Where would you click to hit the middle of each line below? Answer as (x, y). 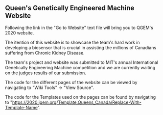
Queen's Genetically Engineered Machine (70, 8)
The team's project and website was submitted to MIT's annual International (81, 62)
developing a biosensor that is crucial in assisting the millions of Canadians (81, 47)
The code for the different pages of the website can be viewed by (71, 82)
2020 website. (20, 33)
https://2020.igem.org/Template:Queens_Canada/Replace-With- (77, 102)
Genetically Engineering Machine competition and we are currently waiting (80, 67)
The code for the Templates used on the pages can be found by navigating (81, 97)
